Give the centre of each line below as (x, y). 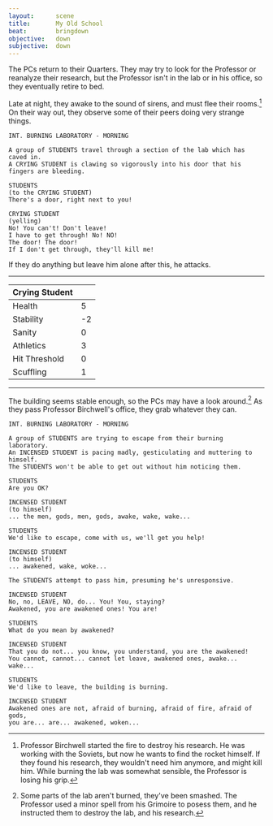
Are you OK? (28, 488)
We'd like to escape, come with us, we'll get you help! (107, 538)
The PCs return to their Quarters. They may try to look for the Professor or (132, 69)
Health (25, 305)
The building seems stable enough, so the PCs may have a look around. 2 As (135, 400)
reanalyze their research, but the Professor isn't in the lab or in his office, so (135, 78)
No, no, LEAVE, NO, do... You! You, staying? (87, 602)
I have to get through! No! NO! (63, 235)
